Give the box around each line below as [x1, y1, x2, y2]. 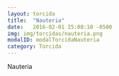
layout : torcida [7, 10, 55, 18]
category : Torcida [7, 43, 62, 50]
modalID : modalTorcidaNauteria [7, 37, 100, 44]
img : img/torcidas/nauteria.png [7, 30, 103, 37]
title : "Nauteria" [7, 17, 65, 24]
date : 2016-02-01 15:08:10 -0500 [7, 23, 113, 30]
